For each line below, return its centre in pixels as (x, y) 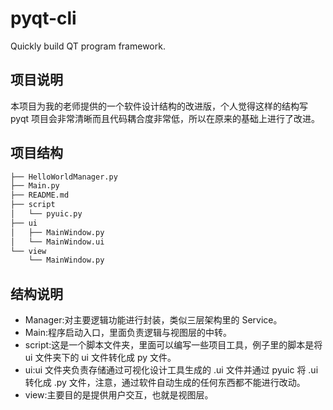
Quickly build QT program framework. (88, 46)
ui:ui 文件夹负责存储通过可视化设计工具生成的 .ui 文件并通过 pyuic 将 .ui (171, 370)
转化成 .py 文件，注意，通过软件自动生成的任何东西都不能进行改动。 (165, 383)
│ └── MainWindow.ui (57, 242)
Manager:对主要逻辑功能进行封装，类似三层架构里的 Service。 (153, 320)
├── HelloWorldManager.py (64, 177)
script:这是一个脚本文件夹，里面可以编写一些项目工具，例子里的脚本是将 (173, 345)
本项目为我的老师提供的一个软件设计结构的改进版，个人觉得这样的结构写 (159, 106)
